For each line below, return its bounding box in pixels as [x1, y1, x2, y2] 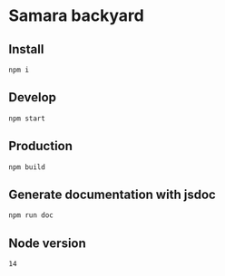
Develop [8, 90, 56, 105]
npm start [8, 114, 46, 123]
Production [8, 138, 73, 154]
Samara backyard [8, 5, 144, 26]
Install [8, 42, 44, 57]
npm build [8, 162, 46, 172]
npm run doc [8, 211, 54, 220]
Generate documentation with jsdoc [8, 187, 217, 203]
